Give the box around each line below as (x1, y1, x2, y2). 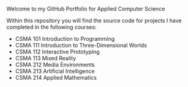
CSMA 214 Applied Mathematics (15, 74, 97, 81)
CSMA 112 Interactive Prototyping (15, 48, 100, 55)
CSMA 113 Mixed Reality (15, 55, 77, 61)
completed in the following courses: (6, 24, 97, 30)
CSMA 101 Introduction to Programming (15, 35, 115, 42)
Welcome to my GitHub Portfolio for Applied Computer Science (6, 5, 165, 12)
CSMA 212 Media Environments (15, 61, 95, 68)
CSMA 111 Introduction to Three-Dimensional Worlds (15, 42, 147, 49)
